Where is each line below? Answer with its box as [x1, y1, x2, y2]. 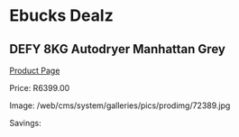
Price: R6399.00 [9, 83, 70, 93]
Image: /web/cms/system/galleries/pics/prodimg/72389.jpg [9, 100, 231, 111]
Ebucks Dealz [9, 5, 115, 26]
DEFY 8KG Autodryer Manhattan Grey [9, 41, 225, 57]
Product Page [9, 65, 60, 76]
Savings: [9, 118, 42, 128]
